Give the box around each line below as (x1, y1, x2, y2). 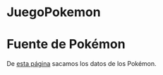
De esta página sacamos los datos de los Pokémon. (6, 60, 157, 68)
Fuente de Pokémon (6, 36, 126, 53)
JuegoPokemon (6, 4, 101, 20)
